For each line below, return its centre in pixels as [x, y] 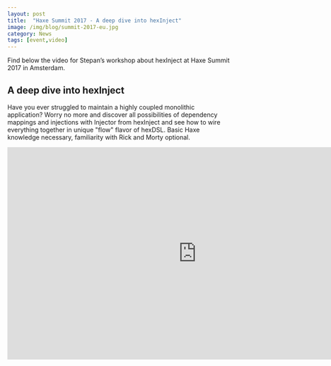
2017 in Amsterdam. [36, 68]
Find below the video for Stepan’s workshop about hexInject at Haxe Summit [118, 60]
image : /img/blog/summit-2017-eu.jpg [63, 27]
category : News [30, 34]
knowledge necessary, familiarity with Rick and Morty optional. [99, 137]
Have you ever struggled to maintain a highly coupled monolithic [101, 107]
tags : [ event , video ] [38, 40]
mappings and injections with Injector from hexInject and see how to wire [114, 122]
